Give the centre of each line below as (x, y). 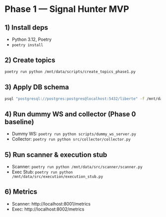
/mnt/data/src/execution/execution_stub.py (57, 177)
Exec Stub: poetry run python (42, 172)
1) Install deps (26, 28)
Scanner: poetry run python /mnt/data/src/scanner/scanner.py (77, 167)
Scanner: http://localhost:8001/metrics (51, 204)
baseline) (19, 122)
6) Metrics (21, 192)
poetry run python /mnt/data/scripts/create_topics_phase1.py (70, 72)
